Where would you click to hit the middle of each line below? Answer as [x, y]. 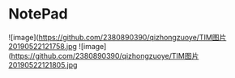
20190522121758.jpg [43, 46]
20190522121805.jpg [43, 64]
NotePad [38, 14]
